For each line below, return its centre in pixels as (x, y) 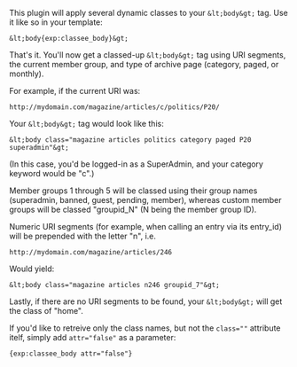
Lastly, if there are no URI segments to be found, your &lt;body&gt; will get (146, 301)
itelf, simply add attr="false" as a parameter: (93, 337)
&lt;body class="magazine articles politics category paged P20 (130, 140)
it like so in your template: (56, 22)
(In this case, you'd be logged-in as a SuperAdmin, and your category (137, 164)
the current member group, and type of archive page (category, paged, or (144, 64)
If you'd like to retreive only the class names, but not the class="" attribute (145, 328)
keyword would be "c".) (52, 173)
